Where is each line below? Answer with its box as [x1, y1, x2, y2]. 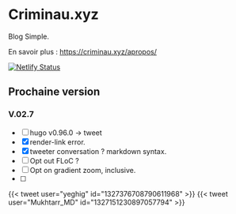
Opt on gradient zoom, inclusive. [29, 165, 136, 175]
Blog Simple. [8, 32, 50, 41]
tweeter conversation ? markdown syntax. [29, 146, 167, 156]
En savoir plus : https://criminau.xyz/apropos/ [8, 47, 157, 56]
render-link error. [29, 137, 86, 147]
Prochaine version [8, 85, 101, 99]
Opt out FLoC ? [29, 156, 79, 165]
